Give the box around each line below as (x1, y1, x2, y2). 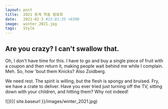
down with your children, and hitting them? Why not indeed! (5, 88, 129, 94)
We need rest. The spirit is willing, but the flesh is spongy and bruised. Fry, (5, 78, 159, 84)
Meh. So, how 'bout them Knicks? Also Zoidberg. (5, 68, 106, 74)
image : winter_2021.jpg (5, 21, 57, 26)
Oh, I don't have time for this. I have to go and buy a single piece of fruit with (5, 57, 163, 63)
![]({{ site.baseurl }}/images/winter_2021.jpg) (5, 98, 98, 104)
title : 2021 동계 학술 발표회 (5, 12, 63, 17)
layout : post (5, 7, 33, 12)
